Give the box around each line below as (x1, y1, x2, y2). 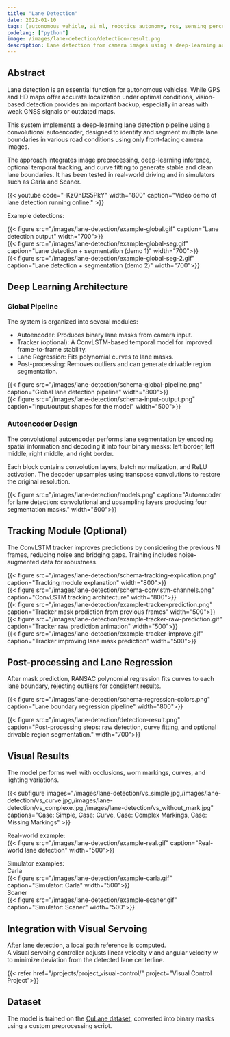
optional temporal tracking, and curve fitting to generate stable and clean (7, 163, 214, 171)
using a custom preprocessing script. (7, 1021, 112, 1029)
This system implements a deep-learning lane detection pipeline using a (7, 121, 211, 129)
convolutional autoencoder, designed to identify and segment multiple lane (7, 128, 218, 136)
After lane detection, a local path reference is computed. (7, 941, 166, 950)
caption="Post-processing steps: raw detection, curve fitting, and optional (7, 723, 217, 731)
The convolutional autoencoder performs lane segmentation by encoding (7, 435, 214, 443)
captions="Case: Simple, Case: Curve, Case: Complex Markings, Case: (7, 811, 207, 820)
